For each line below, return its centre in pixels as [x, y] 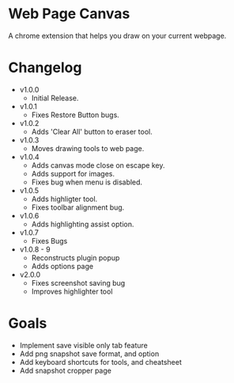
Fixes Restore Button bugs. [75, 115]
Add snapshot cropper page [66, 370]
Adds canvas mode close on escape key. [98, 165]
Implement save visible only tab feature [83, 345]
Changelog [45, 68]
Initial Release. [55, 98]
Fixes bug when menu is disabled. [87, 182]
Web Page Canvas [69, 14]
